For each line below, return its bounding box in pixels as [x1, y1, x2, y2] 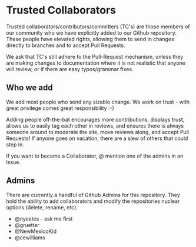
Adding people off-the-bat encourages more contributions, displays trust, [6, 116, 185, 123]
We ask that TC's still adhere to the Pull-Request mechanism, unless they [6, 53, 184, 60]
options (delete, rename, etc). [6, 203, 78, 211]
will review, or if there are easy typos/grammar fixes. [6, 65, 134, 72]
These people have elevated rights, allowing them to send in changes [6, 35, 175, 42]
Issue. [6, 158, 21, 165]
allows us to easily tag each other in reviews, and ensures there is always [6, 122, 184, 129]
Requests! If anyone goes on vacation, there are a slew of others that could [6, 135, 188, 142]
